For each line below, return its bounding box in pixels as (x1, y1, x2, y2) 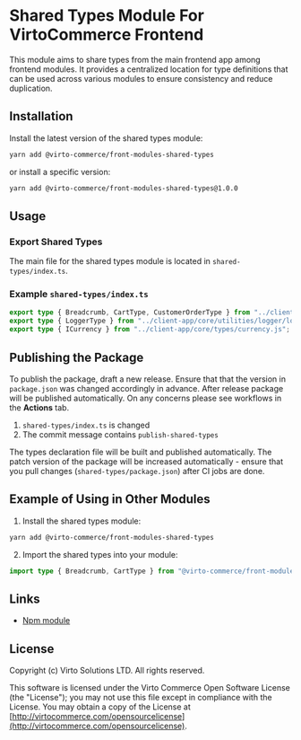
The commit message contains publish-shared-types (21, 428, 219, 440)
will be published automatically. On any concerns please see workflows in (9, 392, 282, 403)
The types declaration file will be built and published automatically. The (9, 446, 272, 457)
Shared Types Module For (9, 5, 204, 26)
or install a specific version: (9, 166, 111, 177)
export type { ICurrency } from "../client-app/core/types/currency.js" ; (9, 325, 291, 334)
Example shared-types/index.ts (9, 288, 150, 301)
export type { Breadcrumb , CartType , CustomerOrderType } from (9, 308, 251, 317)
